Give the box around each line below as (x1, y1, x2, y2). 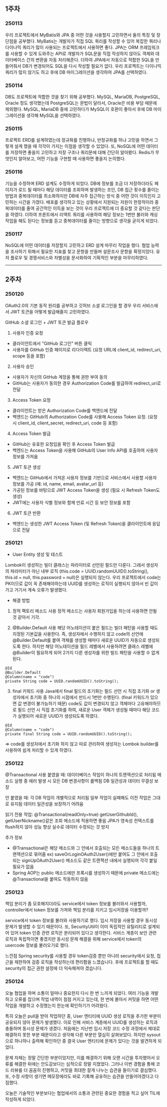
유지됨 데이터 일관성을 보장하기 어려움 (10, 801, 83, 807)
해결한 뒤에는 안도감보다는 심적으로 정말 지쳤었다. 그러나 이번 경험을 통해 (14, 1061, 155, 1067)
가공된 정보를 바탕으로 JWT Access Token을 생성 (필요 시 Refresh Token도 (12, 487, 160, 493)
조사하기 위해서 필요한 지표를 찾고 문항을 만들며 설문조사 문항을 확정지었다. (10, 248, 155, 255)
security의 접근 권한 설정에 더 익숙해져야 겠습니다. (5, 965, 103, 971)
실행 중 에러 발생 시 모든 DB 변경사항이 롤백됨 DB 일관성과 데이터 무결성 (14, 778, 154, 784)
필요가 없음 (12, 864, 34, 870)
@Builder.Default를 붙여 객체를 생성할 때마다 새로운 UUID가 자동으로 (12, 637, 147, 643)
